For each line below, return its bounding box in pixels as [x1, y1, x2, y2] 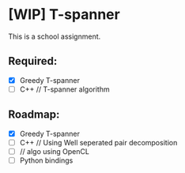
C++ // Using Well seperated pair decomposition [19, 137, 178, 147]
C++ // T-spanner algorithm [19, 85, 110, 94]
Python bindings [19, 156, 74, 165]
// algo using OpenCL [19, 146, 89, 156]
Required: [8, 55, 58, 68]
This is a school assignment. [8, 32, 101, 41]
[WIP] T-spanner [8, 6, 120, 24]
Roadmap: [8, 108, 60, 122]
